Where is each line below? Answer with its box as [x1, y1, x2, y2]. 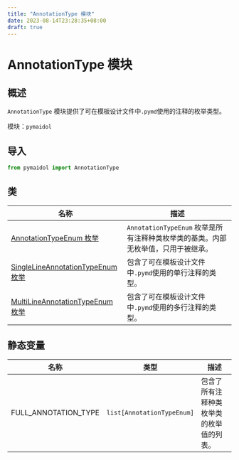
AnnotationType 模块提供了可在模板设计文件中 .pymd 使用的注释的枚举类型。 [7, 107, 225, 116]
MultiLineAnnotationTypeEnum [11, 296, 114, 306]
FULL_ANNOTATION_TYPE [11, 407, 100, 417]
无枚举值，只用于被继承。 [127, 243, 213, 253]
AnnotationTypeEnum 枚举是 [127, 222, 216, 232]
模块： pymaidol [7, 122, 52, 131]
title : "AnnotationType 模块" [7, 10, 95, 18]
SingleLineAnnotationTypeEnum [11, 262, 117, 272]
